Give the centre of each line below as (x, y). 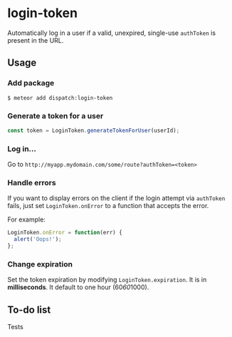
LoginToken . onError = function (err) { (65, 233)
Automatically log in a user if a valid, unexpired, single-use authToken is (111, 33)
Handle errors (32, 183)
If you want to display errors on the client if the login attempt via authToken (116, 198)
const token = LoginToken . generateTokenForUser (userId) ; (94, 130)
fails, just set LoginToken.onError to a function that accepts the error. (108, 206)
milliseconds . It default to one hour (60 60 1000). (78, 287)
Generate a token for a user (56, 115)
